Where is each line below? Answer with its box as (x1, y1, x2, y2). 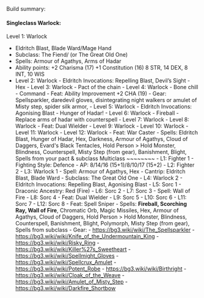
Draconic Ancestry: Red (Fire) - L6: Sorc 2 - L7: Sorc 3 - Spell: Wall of (15, 187, 191, 195)
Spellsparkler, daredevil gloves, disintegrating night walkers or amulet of (15, 96, 197, 104)
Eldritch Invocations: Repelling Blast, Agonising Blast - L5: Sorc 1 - (15, 181, 181, 188)
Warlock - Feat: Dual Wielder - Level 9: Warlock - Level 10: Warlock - (15, 122, 189, 130)
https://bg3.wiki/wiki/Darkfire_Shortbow (15, 285, 116, 292)
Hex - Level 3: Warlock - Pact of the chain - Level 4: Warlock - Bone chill (15, 84, 199, 91)
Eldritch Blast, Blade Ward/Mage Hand (15, 45, 112, 52)
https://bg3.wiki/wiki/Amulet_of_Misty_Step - (15, 278, 128, 286)
